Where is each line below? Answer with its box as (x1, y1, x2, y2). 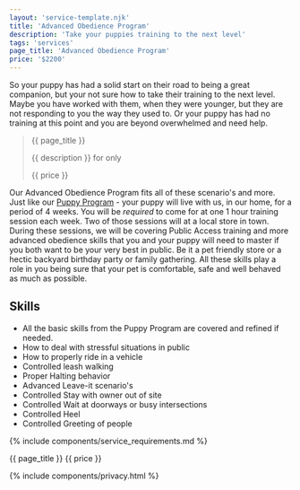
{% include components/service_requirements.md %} (9, 435, 208, 446)
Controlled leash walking (21, 361, 114, 372)
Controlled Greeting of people (21, 418, 133, 429)
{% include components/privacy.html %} (9, 470, 159, 481)
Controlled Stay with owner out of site (21, 389, 163, 400)
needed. (21, 332, 54, 343)
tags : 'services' (9, 38, 74, 48)
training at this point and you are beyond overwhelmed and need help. (9, 118, 269, 128)
